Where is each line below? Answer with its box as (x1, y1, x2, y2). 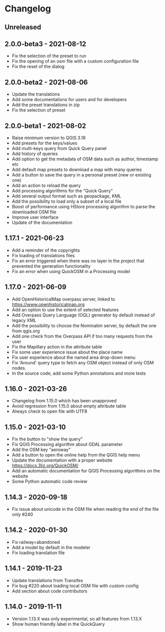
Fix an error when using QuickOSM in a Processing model (11, 268, 130, 274)
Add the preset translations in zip (11, 102, 80, 108)
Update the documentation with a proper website (11, 457, 113, 464)
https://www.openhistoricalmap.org (11, 301, 85, 307)
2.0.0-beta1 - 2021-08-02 (4, 122, 86, 130)
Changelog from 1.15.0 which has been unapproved (11, 398, 117, 404)
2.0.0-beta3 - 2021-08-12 (4, 39, 86, 48)
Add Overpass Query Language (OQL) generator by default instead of (11, 312, 155, 318)
